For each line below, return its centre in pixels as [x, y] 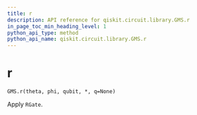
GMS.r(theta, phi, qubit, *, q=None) [62, 92]
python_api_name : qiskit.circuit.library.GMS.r [77, 39]
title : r [20, 13]
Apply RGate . [25, 105]
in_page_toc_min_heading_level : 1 [57, 26]
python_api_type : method [43, 33]
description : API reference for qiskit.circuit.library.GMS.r [98, 20]
